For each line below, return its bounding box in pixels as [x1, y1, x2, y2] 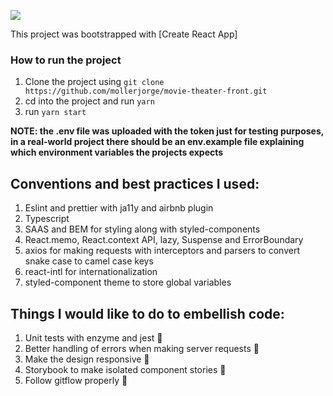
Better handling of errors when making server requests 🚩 [24, 342, 260, 354]
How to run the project [10, 53, 122, 67]
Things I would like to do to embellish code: [10, 305, 285, 322]
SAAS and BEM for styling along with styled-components [24, 223, 261, 235]
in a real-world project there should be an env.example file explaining [10, 136, 305, 148]
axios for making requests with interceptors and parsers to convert [24, 245, 300, 257]
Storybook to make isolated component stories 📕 [24, 363, 227, 375]
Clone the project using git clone [24, 76, 165, 88]
